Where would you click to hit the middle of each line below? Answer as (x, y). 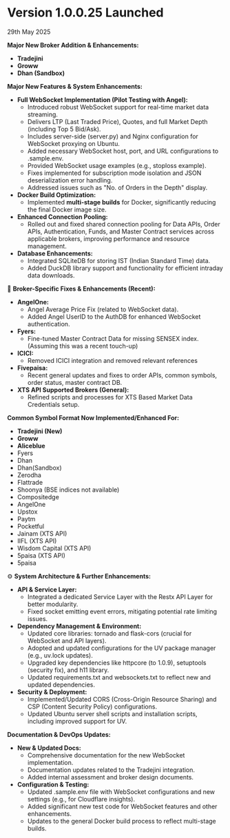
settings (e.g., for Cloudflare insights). (81, 799)
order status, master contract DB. (75, 382)
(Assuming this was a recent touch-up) (83, 346)
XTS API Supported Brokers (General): (73, 390)
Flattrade (30, 482)
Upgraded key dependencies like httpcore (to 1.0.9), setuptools (117, 662)
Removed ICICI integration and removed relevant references (113, 360)
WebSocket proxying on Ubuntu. (74, 143)
